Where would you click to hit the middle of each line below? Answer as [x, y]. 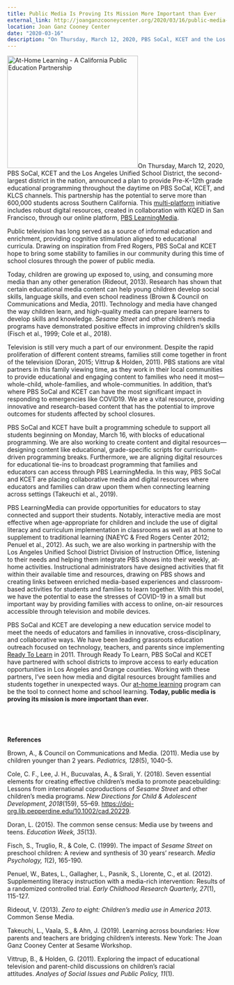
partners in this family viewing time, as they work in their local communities [115, 370]
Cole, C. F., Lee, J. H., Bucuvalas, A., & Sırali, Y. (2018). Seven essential [109, 774]
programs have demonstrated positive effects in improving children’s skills [114, 326]
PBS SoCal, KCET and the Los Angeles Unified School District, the [102, 173]
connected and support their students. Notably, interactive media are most [114, 515]
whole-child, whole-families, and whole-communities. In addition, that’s [110, 384]
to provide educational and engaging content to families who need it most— [116, 377]
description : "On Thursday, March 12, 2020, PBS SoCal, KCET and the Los [117, 40]
